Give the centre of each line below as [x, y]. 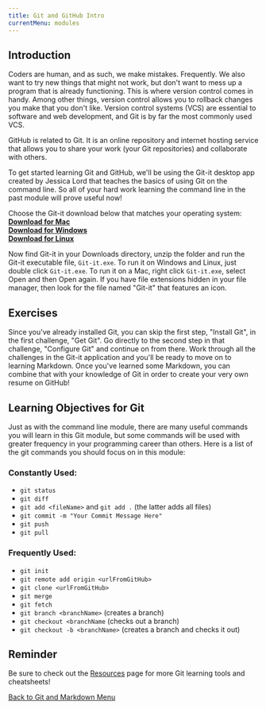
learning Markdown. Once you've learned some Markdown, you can [119, 366]
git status [38, 491]
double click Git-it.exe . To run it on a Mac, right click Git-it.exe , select [127, 271]
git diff [34, 499]
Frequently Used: [42, 553]
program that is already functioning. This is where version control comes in [131, 91]
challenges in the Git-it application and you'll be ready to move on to [120, 358]
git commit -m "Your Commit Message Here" [91, 516]
